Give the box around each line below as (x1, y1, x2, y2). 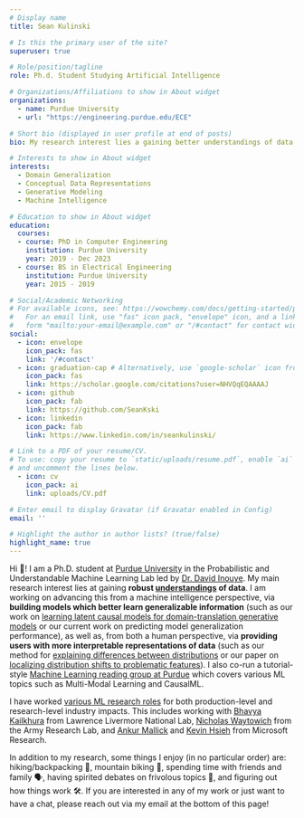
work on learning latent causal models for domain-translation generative (9, 612, 279, 622)
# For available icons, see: (9, 304, 119, 313)
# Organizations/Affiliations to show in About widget (9, 88, 221, 97)
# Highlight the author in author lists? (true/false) (9, 530, 221, 539)
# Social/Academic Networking (9, 296, 124, 305)
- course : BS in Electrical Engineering (17, 262, 172, 271)
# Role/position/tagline (9, 62, 103, 72)
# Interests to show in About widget (9, 154, 152, 163)
